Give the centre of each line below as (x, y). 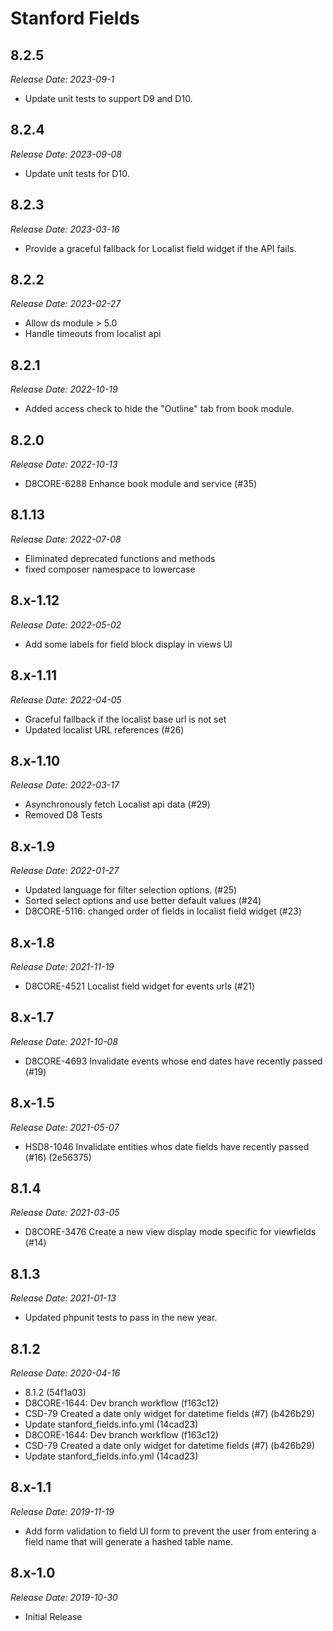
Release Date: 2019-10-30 (64, 1597)
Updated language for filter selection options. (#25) (131, 890)
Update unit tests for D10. (77, 173)
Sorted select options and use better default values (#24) (143, 901)
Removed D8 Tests (63, 815)
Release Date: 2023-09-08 (66, 154)
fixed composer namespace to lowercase (110, 569)
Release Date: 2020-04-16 (65, 1373)
